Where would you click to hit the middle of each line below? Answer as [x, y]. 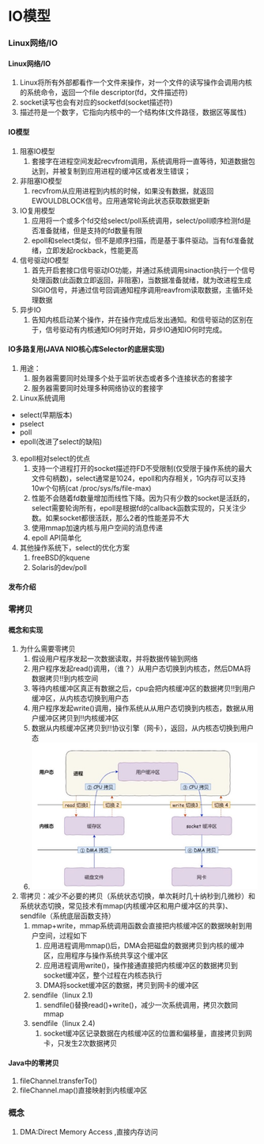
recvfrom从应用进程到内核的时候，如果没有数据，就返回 [123, 190]
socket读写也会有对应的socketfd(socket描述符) [96, 102]
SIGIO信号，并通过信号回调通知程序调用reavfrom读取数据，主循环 [139, 289]
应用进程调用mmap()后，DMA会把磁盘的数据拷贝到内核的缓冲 [143, 946]
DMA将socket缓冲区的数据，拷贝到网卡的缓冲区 [121, 985]
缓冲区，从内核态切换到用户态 [80, 698]
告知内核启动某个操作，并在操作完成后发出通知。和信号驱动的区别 [139, 319]
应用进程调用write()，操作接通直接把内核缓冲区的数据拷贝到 [141, 966]
